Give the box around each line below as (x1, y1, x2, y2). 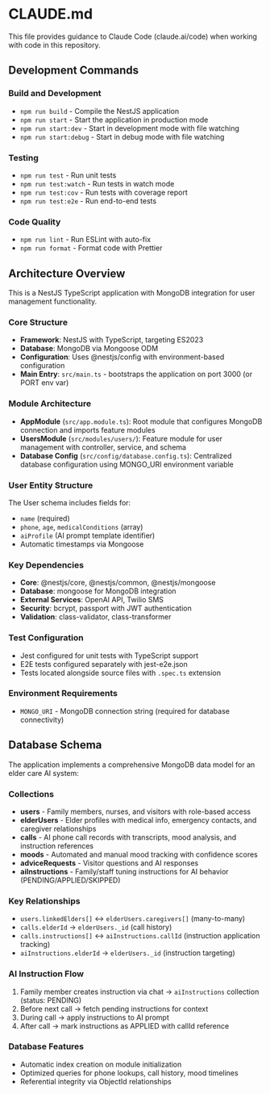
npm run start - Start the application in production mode (19, 115, 209, 124)
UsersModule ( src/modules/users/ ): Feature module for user (19, 434, 223, 443)
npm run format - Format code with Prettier (19, 243, 163, 253)
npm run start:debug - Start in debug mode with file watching (19, 132, 225, 141)
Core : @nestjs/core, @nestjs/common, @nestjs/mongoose (19, 578, 216, 588)
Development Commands (8, 64, 139, 78)
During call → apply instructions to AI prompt (19, 1012, 169, 1022)
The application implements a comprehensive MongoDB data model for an (8, 760, 255, 769)
